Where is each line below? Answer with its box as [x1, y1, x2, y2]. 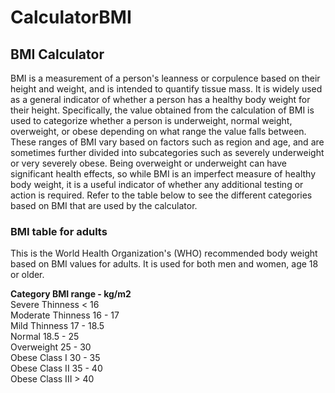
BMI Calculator [10, 46, 105, 63]
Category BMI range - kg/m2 [10, 288, 132, 300]
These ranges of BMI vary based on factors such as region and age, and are [10, 136, 325, 148]
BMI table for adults [10, 224, 108, 238]
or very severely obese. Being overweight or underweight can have [10, 157, 288, 169]
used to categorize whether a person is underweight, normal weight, [10, 115, 293, 126]
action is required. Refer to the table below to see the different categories [10, 189, 313, 201]
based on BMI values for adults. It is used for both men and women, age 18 [10, 258, 319, 270]
